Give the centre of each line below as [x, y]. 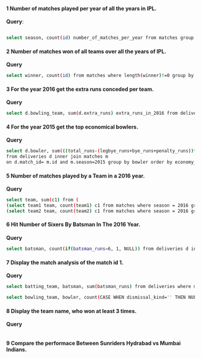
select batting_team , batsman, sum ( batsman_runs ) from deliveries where [99, 287]
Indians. [16, 349]
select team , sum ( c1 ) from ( [42, 200]
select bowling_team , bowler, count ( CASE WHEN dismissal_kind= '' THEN [96, 298]
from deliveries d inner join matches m [57, 157]
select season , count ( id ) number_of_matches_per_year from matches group [100, 38]
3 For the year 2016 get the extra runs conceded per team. [80, 89]
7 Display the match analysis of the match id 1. [65, 262]
